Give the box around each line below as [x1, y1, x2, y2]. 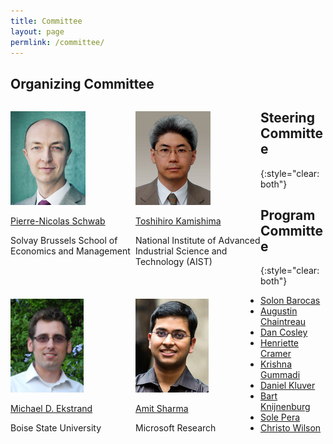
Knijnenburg [260, 401, 311, 413]
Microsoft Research [135, 422, 217, 434]
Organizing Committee [10, 75, 155, 92]
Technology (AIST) [135, 256, 213, 268]
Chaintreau [260, 316, 307, 328]
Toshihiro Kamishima [135, 215, 222, 227]
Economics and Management [10, 245, 131, 257]
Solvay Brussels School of [10, 235, 118, 247]
